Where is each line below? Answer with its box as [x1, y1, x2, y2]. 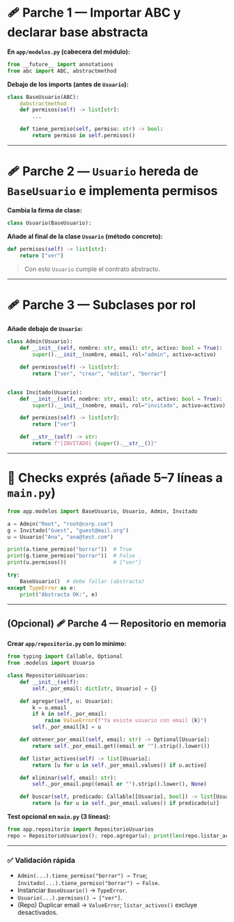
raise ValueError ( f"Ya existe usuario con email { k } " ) [44, 717, 208, 724]
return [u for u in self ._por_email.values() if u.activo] [32, 762, 208, 769]
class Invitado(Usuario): [7, 389, 82, 396]
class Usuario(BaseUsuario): [7, 220, 92, 226]
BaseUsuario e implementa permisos [7, 183, 218, 199]
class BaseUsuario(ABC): [7, 93, 79, 100]
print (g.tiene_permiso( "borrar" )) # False [7, 553, 136, 560]
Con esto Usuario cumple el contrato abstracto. [24, 265, 160, 273]
